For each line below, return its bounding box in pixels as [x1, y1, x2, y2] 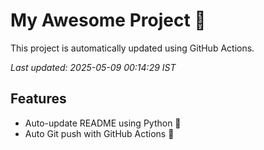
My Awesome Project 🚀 [10, 9, 207, 32]
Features [10, 90, 67, 108]
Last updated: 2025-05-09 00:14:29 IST [10, 61, 177, 73]
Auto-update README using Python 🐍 [24, 117, 182, 129]
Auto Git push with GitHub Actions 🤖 [24, 127, 175, 139]
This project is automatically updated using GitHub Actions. [10, 42, 255, 54]
